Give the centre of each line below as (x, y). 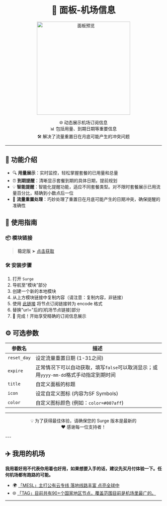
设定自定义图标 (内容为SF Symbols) (77, 393)
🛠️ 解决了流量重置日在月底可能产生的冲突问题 (83, 136)
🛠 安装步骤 (19, 265)
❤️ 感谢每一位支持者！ (83, 427)
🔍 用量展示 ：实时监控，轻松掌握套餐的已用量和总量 (65, 172)
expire (15, 371)
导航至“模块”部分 (30, 285)
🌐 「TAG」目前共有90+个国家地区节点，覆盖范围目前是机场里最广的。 (84, 493)
